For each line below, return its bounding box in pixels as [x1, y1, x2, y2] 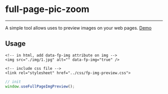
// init [5, 79, 21, 84]
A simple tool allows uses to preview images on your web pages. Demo [5, 25, 151, 31]
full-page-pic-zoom [5, 4, 89, 15]
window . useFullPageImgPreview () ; [5, 84, 75, 89]
